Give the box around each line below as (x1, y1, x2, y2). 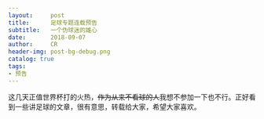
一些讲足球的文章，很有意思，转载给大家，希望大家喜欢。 (14, 102, 201, 111)
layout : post (8, 11, 65, 20)
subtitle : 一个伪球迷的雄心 (8, 26, 98, 34)
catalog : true (8, 56, 55, 63)
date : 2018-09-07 (8, 33, 86, 41)
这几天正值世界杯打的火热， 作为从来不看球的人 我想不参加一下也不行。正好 (8, 92, 249, 102)
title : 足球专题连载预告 (8, 19, 98, 27)
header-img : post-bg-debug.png (8, 48, 111, 56)
